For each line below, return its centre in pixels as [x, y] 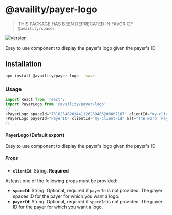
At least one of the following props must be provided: [61, 181]
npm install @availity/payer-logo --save [50, 76]
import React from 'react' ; [35, 99]
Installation [24, 64]
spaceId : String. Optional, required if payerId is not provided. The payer [88, 191]
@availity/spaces [36, 28]
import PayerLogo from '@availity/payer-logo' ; [57, 104]
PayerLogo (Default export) [35, 135]
